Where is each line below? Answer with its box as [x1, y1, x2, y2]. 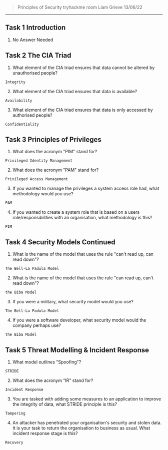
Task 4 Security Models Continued [5, 238, 115, 246]
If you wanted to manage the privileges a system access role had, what [12, 185, 159, 192]
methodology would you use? [12, 191, 73, 197]
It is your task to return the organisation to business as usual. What [12, 425, 150, 431]
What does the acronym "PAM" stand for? [12, 167, 99, 173]
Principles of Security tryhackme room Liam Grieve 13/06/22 [17, 5, 142, 10]
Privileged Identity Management [5, 158, 72, 163]
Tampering [5, 411, 26, 416]
